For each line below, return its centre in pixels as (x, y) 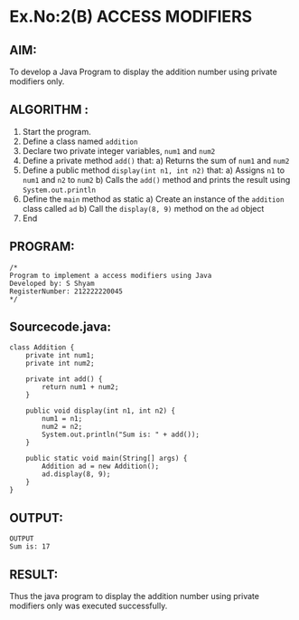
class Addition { (42, 348)
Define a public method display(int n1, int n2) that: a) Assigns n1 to (154, 170)
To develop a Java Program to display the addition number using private (143, 72)
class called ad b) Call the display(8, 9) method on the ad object (143, 208)
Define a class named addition (80, 141)
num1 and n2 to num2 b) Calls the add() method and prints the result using (156, 179)
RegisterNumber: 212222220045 (66, 291)
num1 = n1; (62, 419)
